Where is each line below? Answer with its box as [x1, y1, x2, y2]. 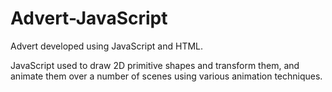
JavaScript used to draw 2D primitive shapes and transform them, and [10, 59, 300, 71]
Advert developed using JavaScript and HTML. [10, 40, 204, 52]
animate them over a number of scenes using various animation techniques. [10, 70, 323, 82]
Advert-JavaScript [10, 7, 168, 30]
